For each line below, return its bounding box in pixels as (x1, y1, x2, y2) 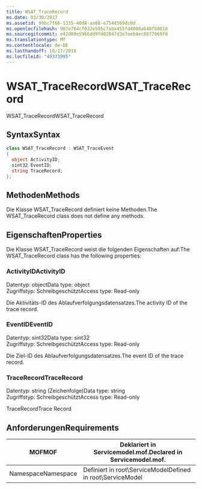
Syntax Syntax (6, 129, 61, 140)
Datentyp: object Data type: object (6, 281, 90, 288)
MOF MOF (29, 447, 57, 456)
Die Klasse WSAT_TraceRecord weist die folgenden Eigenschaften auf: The (6, 246, 191, 253)
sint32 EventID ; (11, 162, 52, 168)
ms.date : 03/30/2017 (6, 14, 58, 20)
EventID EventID (6, 320, 53, 328)
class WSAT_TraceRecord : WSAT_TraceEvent (6, 146, 114, 152)
